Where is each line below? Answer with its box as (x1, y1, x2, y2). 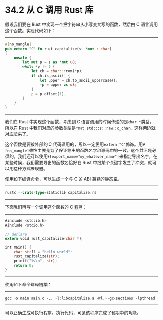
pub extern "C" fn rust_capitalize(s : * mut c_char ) (5, 46, 112, 51)
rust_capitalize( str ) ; (14, 254, 60, 259)
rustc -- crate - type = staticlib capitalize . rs (5, 190, 97, 195)
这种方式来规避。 (13, 166, 48, 171)
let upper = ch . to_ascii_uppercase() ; (39, 78, 118, 83)
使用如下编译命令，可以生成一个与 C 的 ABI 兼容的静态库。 (5, 176, 122, 182)
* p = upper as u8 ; (39, 82, 77, 87)
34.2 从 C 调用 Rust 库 (5, 4, 94, 16)
